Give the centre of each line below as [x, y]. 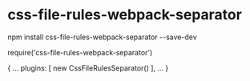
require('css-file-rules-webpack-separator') [80, 52]
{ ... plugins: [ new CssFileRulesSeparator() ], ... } [88, 68]
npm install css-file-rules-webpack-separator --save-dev [102, 37]
